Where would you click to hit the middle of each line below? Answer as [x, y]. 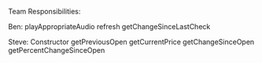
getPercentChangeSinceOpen [57, 50]
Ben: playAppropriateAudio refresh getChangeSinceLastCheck [109, 26]
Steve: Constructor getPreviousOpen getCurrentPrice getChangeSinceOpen [131, 42]
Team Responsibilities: [44, 11]
